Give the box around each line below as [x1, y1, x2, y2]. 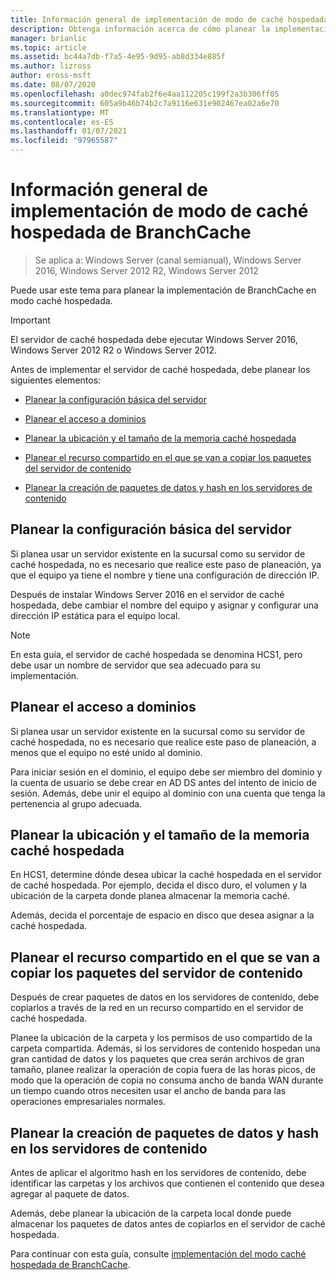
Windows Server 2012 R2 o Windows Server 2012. [10, 344, 218, 356]
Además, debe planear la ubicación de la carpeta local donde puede [10, 1207, 292, 1219]
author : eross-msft [10, 71, 92, 81]
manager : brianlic [10, 33, 87, 43]
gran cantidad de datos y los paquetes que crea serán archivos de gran [10, 1053, 305, 1065]
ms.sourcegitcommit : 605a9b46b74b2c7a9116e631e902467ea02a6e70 [10, 98, 280, 108]
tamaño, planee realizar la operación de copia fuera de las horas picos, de [10, 1064, 317, 1076]
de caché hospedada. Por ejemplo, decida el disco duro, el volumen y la [10, 879, 308, 891]
